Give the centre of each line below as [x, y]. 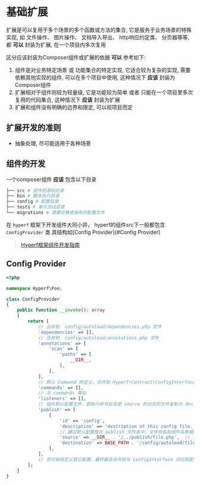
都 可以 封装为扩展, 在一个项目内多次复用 [56, 45]
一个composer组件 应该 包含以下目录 [51, 179]
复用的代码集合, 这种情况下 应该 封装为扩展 [67, 99]
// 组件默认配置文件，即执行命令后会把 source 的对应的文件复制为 [110, 404]
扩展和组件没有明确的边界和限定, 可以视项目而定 [74, 107]
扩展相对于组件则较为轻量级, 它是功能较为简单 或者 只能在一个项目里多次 [104, 92]
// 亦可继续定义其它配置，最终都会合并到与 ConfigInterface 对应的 [113, 459]
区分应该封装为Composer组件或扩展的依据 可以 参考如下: [76, 57]
